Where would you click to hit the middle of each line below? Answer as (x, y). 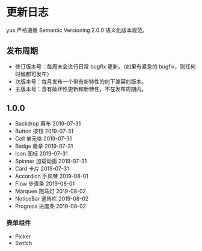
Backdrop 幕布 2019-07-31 (48, 123)
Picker (23, 236)
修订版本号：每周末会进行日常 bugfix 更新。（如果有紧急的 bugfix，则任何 (105, 66)
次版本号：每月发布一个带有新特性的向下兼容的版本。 (81, 81)
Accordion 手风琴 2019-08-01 (52, 176)
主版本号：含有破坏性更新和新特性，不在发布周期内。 (81, 89)
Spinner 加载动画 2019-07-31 (51, 161)
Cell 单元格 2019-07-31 (43, 138)
